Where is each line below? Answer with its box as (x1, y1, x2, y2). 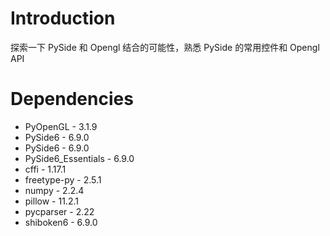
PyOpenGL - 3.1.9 (24, 120, 98, 132)
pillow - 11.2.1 (24, 195, 79, 207)
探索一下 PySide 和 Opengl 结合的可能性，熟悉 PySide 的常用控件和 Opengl (10, 41, 320, 53)
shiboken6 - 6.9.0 (24, 216, 98, 228)
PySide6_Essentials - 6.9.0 (24, 152, 135, 164)
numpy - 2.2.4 (24, 184, 85, 196)
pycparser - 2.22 (24, 205, 95, 217)
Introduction (10, 7, 116, 30)
